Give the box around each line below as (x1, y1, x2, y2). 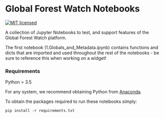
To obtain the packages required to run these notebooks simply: (5, 98, 137, 104)
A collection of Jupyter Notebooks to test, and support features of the (5, 29, 149, 35)
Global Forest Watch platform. (5, 35, 66, 41)
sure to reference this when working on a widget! (5, 55, 106, 61)
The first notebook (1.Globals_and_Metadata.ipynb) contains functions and (5, 44, 158, 50)
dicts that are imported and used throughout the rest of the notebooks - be (5, 50, 159, 56)
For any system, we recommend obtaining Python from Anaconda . (5, 89, 142, 95)
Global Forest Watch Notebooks (5, 3, 140, 15)
